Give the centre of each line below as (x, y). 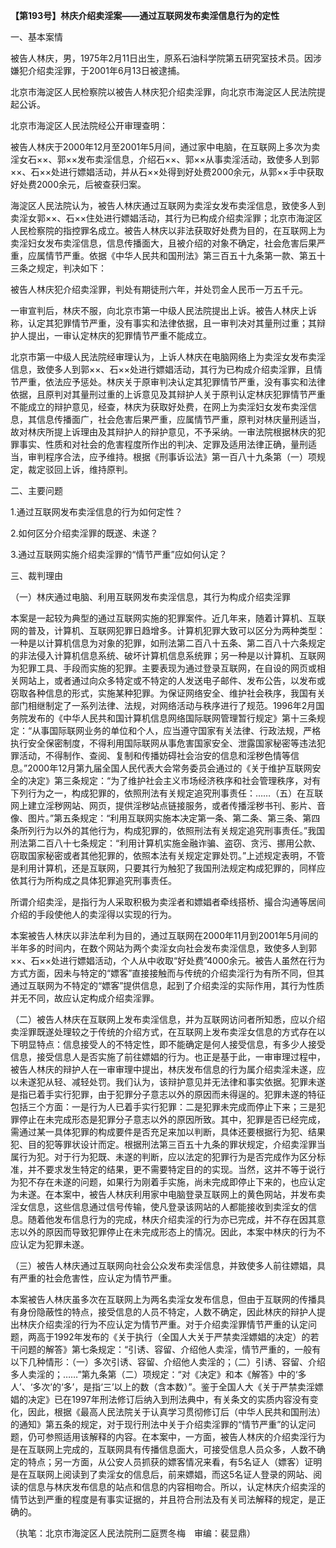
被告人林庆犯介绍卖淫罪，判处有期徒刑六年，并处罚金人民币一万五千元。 (159, 289)
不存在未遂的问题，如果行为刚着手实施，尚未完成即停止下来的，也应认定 (176, 1182)
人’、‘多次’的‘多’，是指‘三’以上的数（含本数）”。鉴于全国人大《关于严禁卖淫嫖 (167, 1387)
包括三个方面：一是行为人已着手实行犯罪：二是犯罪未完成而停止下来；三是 (163, 1107)
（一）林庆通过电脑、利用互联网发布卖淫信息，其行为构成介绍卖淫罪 (150, 597)
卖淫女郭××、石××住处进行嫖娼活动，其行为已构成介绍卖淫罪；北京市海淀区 (166, 218)
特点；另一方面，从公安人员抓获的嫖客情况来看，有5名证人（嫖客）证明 (175, 1462)
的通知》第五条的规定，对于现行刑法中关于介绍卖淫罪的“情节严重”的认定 (159, 1424)
